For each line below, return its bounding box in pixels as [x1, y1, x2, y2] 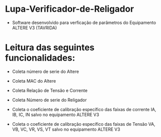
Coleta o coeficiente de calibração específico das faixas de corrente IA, [12, 106, 157, 112]
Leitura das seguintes [5, 42, 95, 53]
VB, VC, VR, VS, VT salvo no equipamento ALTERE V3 [12, 126, 121, 132]
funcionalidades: [5, 52, 76, 64]
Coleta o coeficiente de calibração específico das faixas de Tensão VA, [12, 121, 156, 127]
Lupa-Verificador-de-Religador [5, 3, 134, 15]
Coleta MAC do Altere [12, 78, 56, 84]
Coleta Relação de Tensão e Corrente [12, 87, 88, 93]
